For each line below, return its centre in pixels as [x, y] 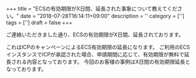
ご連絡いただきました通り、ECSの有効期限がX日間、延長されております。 [95, 35]
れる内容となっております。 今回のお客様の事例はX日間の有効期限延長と [103, 62]
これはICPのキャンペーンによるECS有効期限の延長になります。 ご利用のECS [98, 47]
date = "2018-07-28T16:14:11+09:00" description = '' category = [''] [102, 16]
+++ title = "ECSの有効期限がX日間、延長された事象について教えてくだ [92, 9]
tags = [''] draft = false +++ [39, 23]
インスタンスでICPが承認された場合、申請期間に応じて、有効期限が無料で [95, 54]
